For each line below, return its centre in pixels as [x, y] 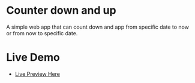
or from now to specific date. [42, 33]
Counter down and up [61, 10]
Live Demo [33, 58]
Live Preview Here [37, 74]
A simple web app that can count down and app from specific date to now [97, 27]
